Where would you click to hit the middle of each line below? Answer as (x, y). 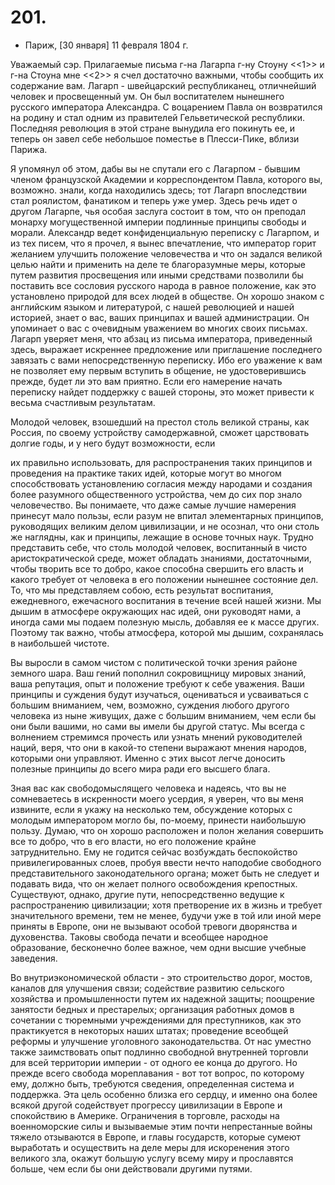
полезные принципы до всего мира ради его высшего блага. (140, 768)
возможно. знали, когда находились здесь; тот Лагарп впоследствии (159, 190)
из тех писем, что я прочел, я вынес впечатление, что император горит (163, 243)
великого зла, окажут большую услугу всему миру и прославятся (152, 1158)
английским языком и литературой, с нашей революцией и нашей (152, 307)
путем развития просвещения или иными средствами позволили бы (157, 275)
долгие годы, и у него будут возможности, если (113, 443)
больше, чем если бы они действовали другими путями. (131, 1168)
